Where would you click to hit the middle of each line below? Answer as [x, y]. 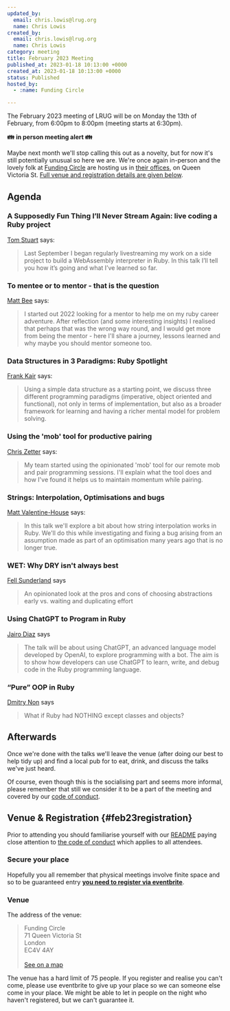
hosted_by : [23, 84]
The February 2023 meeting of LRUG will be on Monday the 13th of [102, 116]
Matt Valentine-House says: [46, 512]
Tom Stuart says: [31, 240]
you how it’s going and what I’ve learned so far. [91, 268]
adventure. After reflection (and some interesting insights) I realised [119, 322]
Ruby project [29, 225]
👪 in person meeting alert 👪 [50, 137]
